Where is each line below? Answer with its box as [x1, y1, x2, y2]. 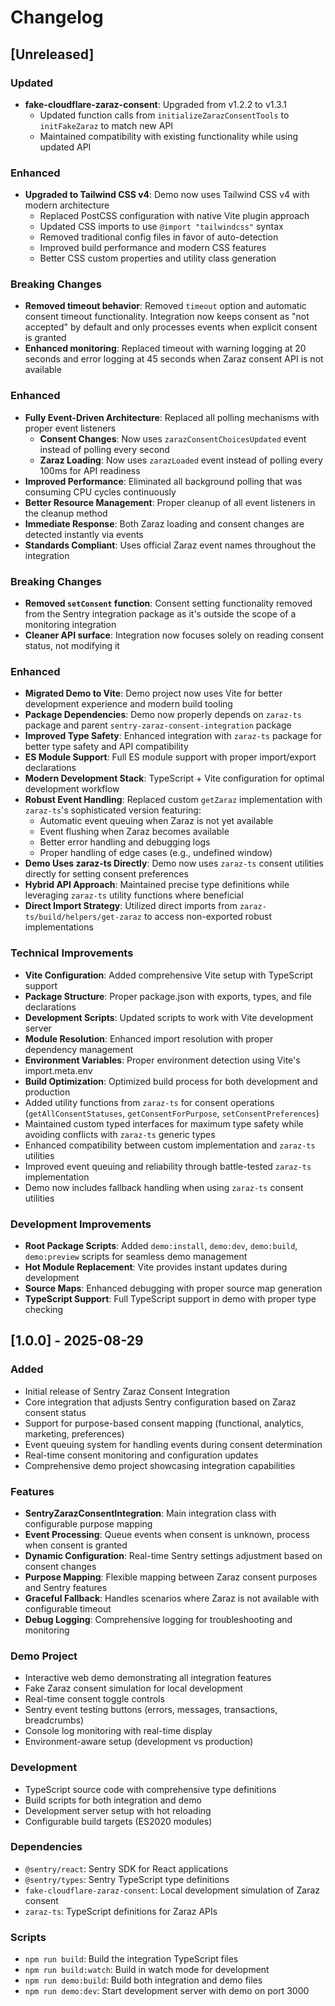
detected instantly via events [24, 528, 144, 540]
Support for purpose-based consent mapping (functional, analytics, [24, 1417, 304, 1429]
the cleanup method [24, 507, 108, 519]
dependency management [24, 1043, 134, 1055]
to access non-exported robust [143, 911, 273, 923]
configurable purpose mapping [24, 1517, 153, 1530]
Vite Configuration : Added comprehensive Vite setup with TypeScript [24, 969, 314, 981]
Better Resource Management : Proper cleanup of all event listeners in [24, 496, 316, 508]
